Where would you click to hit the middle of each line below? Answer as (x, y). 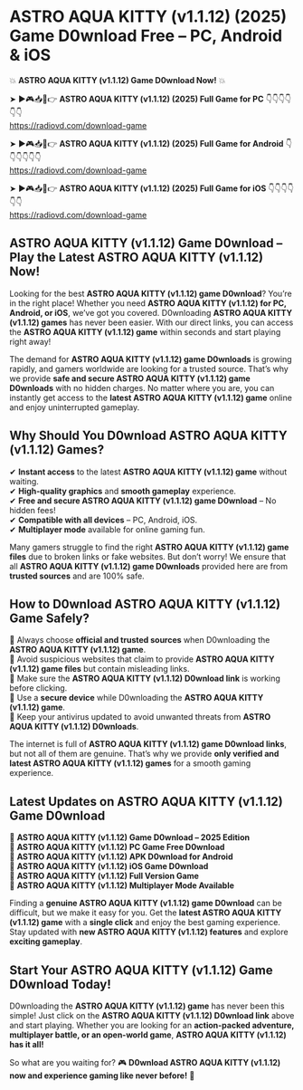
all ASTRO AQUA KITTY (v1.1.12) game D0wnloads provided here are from (148, 566)
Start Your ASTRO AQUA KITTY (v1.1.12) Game (141, 970)
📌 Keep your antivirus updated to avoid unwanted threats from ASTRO (140, 717)
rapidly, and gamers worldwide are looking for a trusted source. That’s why (149, 368)
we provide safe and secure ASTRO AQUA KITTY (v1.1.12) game (130, 378)
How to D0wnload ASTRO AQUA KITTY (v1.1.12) (145, 604)
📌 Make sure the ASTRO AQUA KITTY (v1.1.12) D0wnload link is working (145, 679)
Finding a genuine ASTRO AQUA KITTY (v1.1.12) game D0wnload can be (146, 904)
